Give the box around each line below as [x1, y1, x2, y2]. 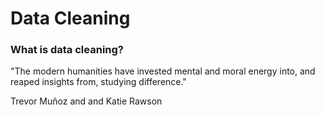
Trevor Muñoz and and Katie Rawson [10, 95, 163, 107]
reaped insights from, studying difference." [10, 76, 187, 88]
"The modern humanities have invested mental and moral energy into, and [10, 65, 316, 77]
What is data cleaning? [10, 43, 124, 57]
